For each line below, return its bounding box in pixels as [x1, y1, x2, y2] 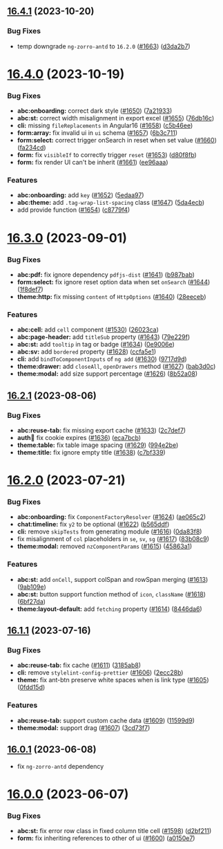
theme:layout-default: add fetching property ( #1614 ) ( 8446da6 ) [17, 605, 202, 613]
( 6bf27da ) [17, 597, 46, 605]
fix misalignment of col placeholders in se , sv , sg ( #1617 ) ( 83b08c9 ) [17, 535, 209, 543]
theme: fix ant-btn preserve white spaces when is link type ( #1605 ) [17, 676, 209, 684]
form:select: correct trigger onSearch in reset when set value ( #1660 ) [17, 136, 217, 145]
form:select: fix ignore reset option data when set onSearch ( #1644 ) [17, 277, 211, 286]
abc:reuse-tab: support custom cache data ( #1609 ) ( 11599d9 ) [17, 716, 195, 724]
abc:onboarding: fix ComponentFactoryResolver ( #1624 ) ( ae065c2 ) [17, 513, 206, 521]
